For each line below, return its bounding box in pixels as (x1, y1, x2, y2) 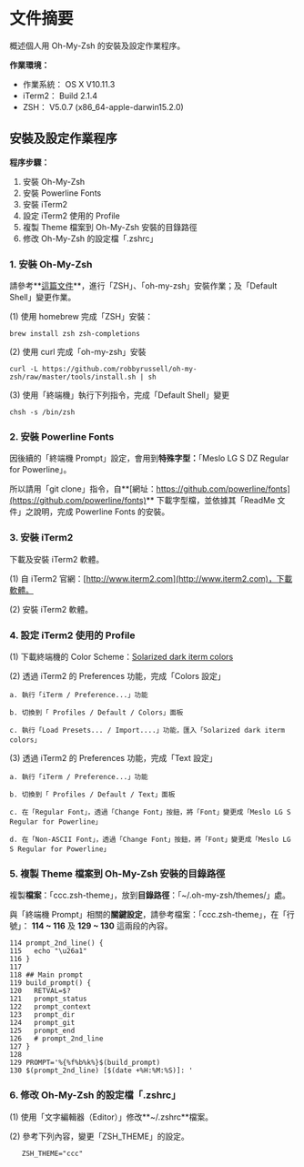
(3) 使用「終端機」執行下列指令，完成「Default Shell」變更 (9, 390, 230, 401)
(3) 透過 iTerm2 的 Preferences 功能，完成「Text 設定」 (9, 752, 218, 763)
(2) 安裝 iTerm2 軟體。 (9, 604, 94, 614)
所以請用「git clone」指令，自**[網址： (9, 483, 157, 494)
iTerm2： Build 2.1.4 (22, 90, 98, 101)
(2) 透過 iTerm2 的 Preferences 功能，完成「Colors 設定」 (9, 670, 226, 681)
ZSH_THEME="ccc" (21, 1149, 84, 1158)
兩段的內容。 (124, 920, 173, 931)
